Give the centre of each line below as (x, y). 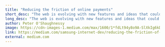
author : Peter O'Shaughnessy (35, 23)
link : (11, 32)
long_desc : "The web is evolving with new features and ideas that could (82, 19)
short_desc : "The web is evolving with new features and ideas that (77, 14)
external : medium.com (27, 37)
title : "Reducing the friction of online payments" (59, 10)
